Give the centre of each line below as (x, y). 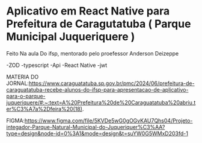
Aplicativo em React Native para (88, 11)
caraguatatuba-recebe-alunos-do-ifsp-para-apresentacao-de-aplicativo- (97, 89)
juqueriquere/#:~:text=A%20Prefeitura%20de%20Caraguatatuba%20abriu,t (101, 102)
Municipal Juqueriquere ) (71, 37)
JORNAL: (17, 83)
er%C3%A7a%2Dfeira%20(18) (44, 109)
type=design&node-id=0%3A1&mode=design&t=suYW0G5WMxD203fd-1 (97, 133)
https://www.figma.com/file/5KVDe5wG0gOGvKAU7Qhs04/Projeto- (109, 120)
